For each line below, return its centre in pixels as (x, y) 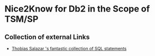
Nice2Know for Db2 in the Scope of (77, 9)
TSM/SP (21, 19)
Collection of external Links (47, 37)
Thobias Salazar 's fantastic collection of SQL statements (69, 49)
